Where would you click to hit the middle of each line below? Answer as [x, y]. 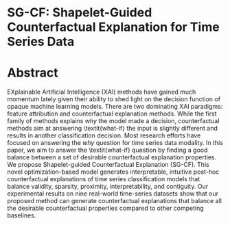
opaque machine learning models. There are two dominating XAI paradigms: [115, 107]
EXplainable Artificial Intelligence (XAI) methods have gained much [102, 92]
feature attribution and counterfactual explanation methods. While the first [112, 114]
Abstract [33, 73]
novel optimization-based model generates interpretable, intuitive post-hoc [113, 172]
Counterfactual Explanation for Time [113, 27]
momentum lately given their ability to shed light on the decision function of [114, 99]
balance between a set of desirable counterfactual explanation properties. [112, 157]
